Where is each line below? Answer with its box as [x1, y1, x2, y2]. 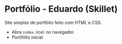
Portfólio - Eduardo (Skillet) [4, 3, 118, 15]
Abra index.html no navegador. [11, 29, 75, 35]
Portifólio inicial [11, 34, 43, 40]
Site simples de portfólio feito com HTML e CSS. [4, 20, 102, 25]
